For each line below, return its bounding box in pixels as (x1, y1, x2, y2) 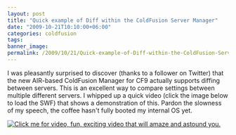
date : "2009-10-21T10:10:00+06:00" (7, 23, 112, 30)
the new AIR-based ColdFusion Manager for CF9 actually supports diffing (7, 76, 220, 84)
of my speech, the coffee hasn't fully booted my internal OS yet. (7, 106, 193, 115)
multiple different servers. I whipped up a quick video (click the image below (7, 91, 228, 99)
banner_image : (7, 43, 49, 50)
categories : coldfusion (7, 30, 77, 37)
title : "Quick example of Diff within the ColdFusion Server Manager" (7, 17, 218, 24)
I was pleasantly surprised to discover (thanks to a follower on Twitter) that (7, 68, 224, 77)
